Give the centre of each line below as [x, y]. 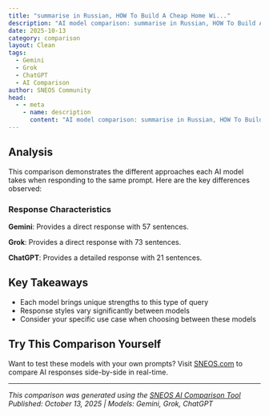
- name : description [57, 113]
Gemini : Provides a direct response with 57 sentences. [99, 226]
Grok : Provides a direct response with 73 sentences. [95, 242]
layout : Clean [32, 46]
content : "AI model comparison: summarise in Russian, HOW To [135, 120]
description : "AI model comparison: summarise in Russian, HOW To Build [132, 23]
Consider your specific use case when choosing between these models [138, 319]
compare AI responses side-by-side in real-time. [88, 372]
